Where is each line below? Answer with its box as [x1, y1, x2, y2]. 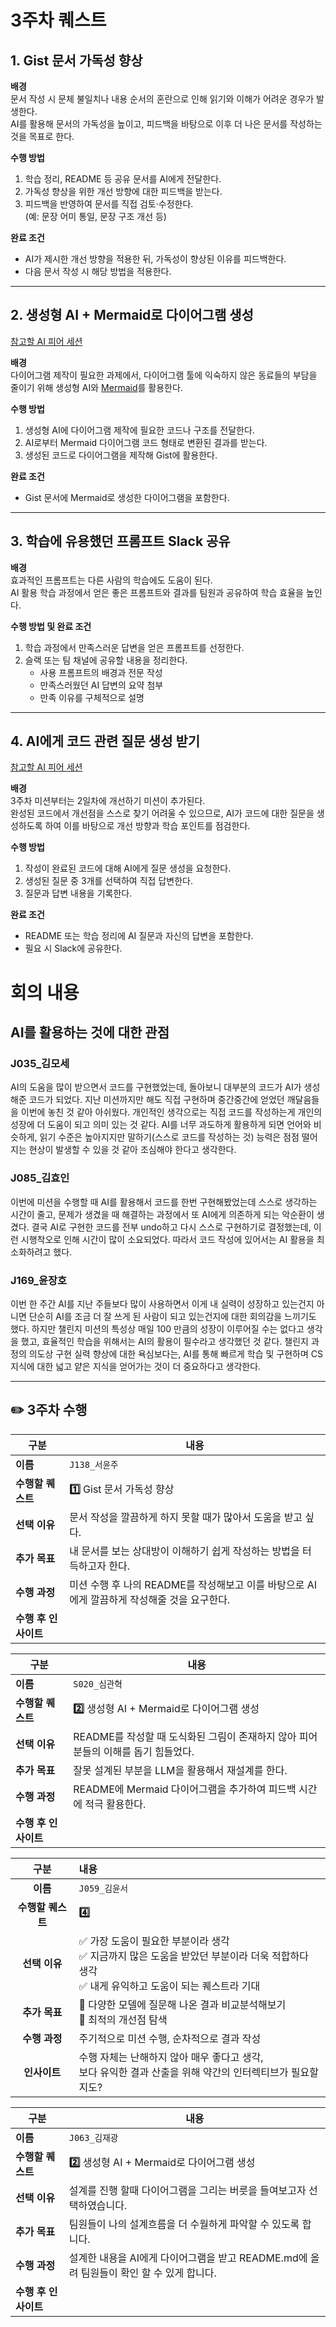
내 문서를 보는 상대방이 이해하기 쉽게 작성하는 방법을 [69, 1544, 300, 1558]
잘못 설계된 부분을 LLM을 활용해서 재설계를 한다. [73, 1763, 288, 1777]
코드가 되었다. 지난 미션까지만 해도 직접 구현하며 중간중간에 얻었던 [28, 1094, 285, 1106]
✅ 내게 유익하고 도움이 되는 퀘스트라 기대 [78, 1979, 261, 1993]
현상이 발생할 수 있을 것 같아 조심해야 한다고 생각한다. [28, 1144, 237, 1156]
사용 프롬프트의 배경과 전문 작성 [39, 666, 163, 678]
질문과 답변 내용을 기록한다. [24, 887, 133, 900]
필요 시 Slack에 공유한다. [24, 942, 123, 955]
